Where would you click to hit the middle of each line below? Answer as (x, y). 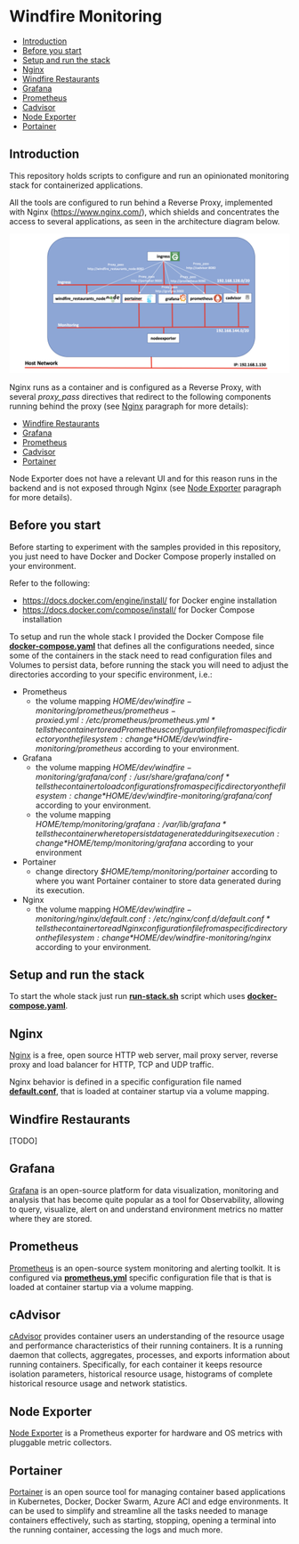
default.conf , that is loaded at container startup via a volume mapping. (139, 1092)
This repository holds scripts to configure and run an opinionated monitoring (149, 175)
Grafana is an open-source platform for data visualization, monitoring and (144, 1190)
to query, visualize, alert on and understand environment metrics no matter (146, 1209)
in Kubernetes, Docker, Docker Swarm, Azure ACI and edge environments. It (149, 1501)
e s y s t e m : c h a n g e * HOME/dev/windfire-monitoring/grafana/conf (154, 795)
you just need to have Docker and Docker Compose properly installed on (142, 556)
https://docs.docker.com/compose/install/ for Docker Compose (138, 609)
